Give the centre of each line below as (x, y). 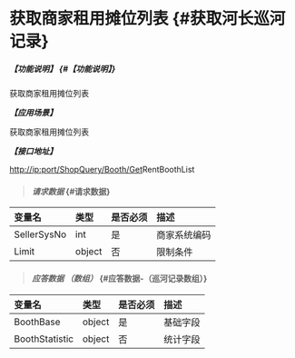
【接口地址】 (33, 152)
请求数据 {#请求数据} (71, 191)
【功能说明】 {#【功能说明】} (63, 68)
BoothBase (37, 322)
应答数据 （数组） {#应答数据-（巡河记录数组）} (119, 278)
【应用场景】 (33, 113)
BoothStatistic (44, 339)
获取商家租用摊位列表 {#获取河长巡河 (147, 19)
